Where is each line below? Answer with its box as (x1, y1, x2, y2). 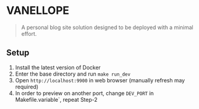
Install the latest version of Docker (15, 64, 101, 71)
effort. (21, 30, 37, 37)
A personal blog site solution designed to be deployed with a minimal (21, 24, 194, 31)
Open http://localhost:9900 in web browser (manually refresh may (15, 76, 185, 84)
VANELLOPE (6, 4, 70, 18)
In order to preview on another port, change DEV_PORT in (15, 89, 154, 97)
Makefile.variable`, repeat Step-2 (15, 96, 98, 103)
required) (15, 83, 39, 90)
